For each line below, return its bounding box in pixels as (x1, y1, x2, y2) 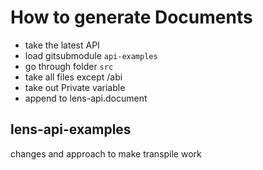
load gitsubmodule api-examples (24, 49, 158, 61)
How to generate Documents (10, 6, 253, 29)
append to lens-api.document (24, 92, 148, 104)
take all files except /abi (24, 71, 123, 83)
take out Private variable (24, 81, 126, 93)
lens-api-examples (10, 121, 132, 138)
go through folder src (24, 60, 114, 72)
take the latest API (24, 39, 100, 51)
